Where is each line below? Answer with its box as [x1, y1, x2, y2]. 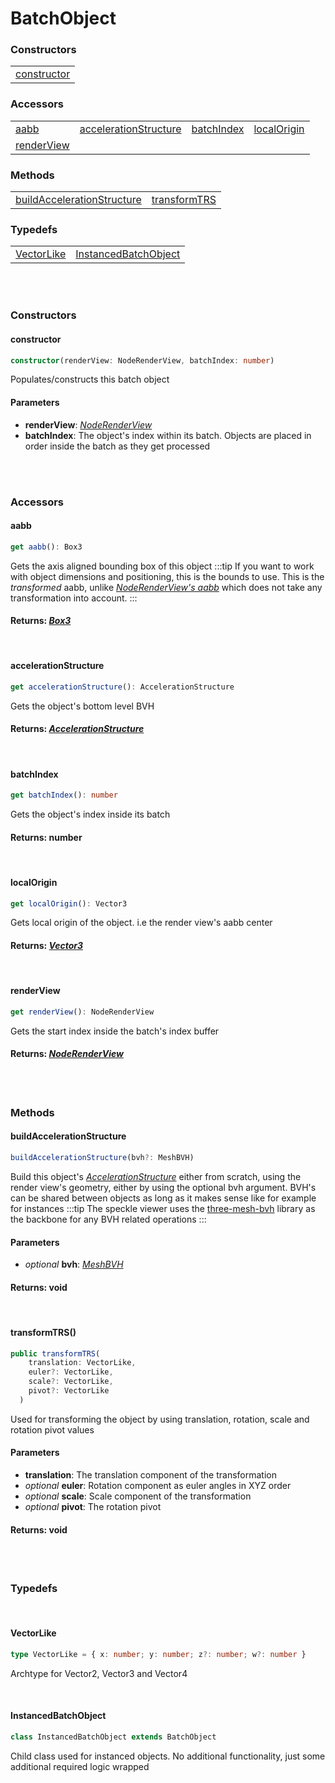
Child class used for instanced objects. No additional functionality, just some [10, 1750, 326, 1762]
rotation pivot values [10, 1423, 95, 1436]
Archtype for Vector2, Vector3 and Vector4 [10, 1667, 188, 1679]
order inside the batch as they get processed [24, 440, 211, 452]
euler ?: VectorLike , [28, 1367, 114, 1377]
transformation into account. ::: [10, 592, 138, 604]
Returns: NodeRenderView [10, 1048, 124, 1060]
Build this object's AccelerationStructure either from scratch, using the [10, 1170, 302, 1182]
